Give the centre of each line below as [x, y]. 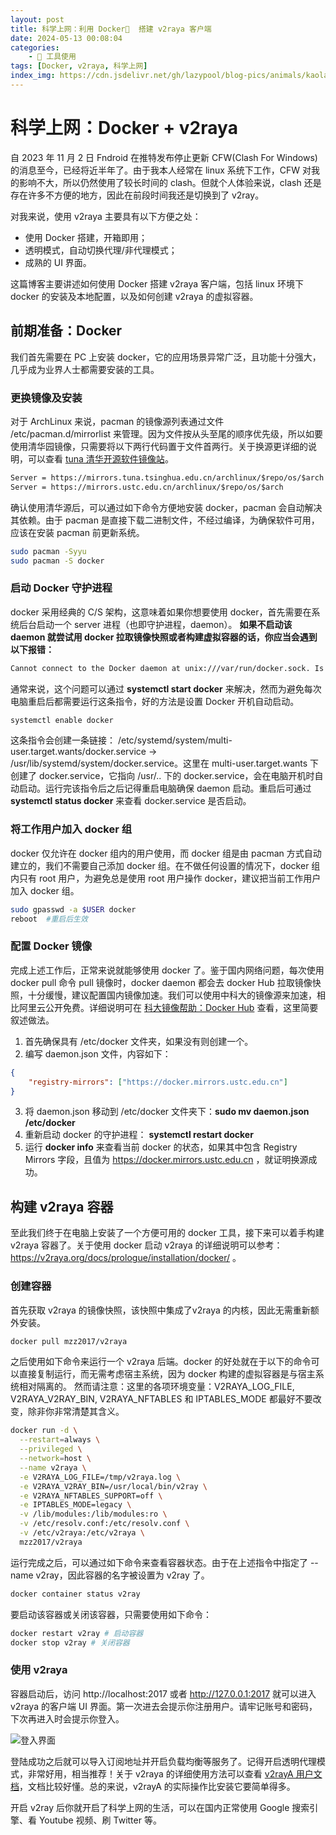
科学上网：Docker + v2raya [124, 128]
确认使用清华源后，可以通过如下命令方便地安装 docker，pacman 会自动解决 [166, 507]
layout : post [37, 19]
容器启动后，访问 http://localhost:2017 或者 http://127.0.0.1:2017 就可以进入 [163, 1693]
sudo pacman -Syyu [48, 551]
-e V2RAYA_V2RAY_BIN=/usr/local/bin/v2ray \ [113, 1486]
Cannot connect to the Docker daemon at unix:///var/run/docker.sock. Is [167, 668]
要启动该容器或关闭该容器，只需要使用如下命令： [111, 1614]
